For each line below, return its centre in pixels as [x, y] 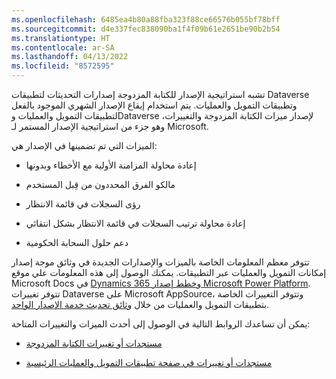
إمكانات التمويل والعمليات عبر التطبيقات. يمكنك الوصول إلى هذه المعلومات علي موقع [169, 272]
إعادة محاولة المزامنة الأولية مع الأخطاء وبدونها [111, 165]
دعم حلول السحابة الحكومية [77, 242]
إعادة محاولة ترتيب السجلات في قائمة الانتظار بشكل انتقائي [135, 223]
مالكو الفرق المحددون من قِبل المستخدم [100, 184]
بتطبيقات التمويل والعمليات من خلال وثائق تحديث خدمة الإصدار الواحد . [140, 304]
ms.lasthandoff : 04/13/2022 [70, 57]
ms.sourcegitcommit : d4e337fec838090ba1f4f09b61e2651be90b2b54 [146, 29]
